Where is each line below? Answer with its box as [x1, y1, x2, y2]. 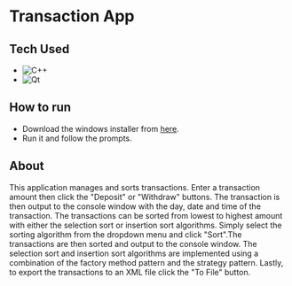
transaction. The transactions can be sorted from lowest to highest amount [9, 210, 283, 220]
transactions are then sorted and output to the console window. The [9, 238, 257, 249]
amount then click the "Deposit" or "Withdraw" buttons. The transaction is [9, 191, 280, 202]
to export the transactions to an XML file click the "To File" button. [9, 267, 251, 277]
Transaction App [9, 6, 135, 27]
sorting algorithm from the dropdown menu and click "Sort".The [9, 228, 242, 240]
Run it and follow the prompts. [21, 133, 132, 143]
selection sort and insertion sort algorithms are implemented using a [9, 248, 259, 259]
